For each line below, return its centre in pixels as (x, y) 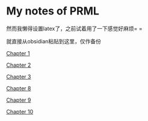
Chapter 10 (20, 111)
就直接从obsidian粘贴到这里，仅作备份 (54, 41)
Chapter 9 (19, 100)
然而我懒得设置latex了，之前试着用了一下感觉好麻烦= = (74, 28)
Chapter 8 (19, 88)
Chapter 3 (19, 76)
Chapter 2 (19, 65)
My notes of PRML (53, 11)
